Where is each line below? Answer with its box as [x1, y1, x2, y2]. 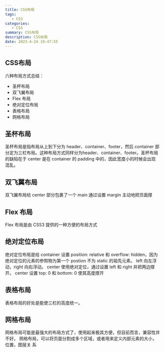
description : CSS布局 [5, 35, 48, 40]
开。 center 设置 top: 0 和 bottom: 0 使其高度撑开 [5, 270, 104, 276]
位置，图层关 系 [5, 342, 37, 348]
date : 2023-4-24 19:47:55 [5, 39, 58, 44]
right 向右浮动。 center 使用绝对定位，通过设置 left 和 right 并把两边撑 [13, 264, 155, 270]
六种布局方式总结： [5, 72, 44, 79]
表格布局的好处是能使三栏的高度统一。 [5, 300, 82, 306]
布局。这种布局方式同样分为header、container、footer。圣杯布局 [26, 150, 159, 156]
